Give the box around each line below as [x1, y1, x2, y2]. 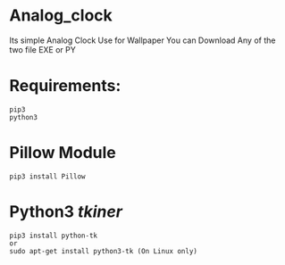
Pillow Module [9, 143, 116, 163]
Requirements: [9, 76, 122, 96]
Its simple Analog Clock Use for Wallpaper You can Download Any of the [9, 35, 276, 46]
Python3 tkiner [9, 202, 123, 221]
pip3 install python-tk [9, 231, 98, 240]
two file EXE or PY [9, 44, 76, 54]
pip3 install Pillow [9, 171, 87, 181]
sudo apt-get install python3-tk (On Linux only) [9, 246, 198, 255]
